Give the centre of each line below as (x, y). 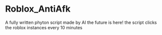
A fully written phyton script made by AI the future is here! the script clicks (81, 22)
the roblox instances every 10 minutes (44, 27)
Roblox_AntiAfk (38, 9)
